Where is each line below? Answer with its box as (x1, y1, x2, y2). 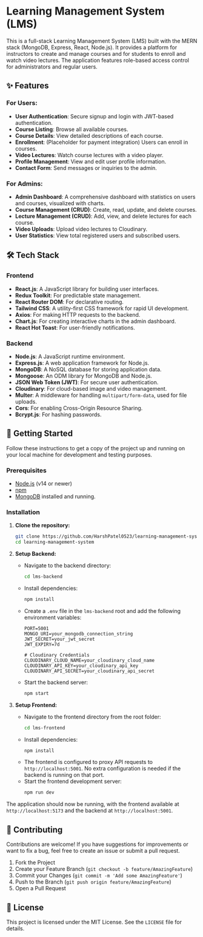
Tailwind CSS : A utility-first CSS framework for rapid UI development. (15, 305, 189, 312)
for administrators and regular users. (6, 63, 98, 70)
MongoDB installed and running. (15, 493, 96, 500)
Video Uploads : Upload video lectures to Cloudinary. (15, 225, 147, 232)
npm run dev (24, 790, 55, 796)
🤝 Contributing (6, 824, 63, 835)
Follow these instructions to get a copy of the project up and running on (6, 444, 185, 452)
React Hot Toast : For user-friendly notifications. (15, 323, 135, 331)
